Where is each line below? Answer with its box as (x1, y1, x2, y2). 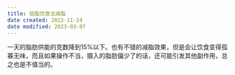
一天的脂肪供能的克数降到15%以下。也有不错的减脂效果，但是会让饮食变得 (7, 43, 222, 51)
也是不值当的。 (13, 60, 57, 69)
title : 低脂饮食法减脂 (7, 10, 66, 17)
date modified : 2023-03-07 (7, 23, 86, 30)
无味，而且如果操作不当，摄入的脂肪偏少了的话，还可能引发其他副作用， (13, 51, 222, 60)
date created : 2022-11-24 (7, 17, 83, 24)
